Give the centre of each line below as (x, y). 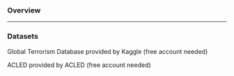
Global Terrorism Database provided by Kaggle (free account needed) (108, 51)
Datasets (23, 37)
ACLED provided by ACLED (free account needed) (79, 65)
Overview (24, 10)
